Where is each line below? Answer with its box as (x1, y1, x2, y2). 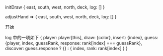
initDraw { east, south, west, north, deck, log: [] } (5, 4, 105, 10)
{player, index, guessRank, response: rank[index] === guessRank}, (5, 40, 143, 46)
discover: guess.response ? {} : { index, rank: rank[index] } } (5, 46, 128, 51)
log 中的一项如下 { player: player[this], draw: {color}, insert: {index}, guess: (5, 35, 159, 40)
